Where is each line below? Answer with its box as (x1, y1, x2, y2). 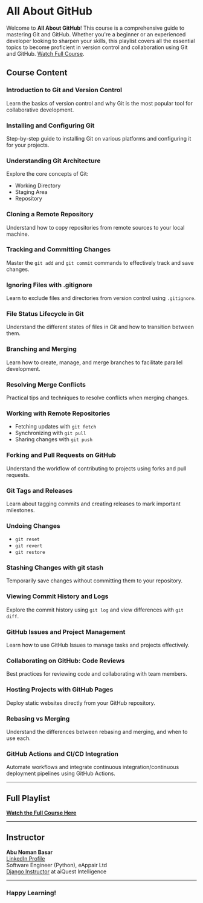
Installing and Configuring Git (6, 121, 95, 130)
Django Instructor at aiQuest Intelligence (6, 868, 107, 875)
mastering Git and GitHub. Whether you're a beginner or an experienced (6, 30, 186, 38)
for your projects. (6, 141, 50, 148)
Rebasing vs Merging (6, 714, 70, 722)
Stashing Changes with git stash (6, 564, 104, 572)
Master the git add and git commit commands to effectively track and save (6, 259, 195, 266)
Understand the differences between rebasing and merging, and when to (6, 728, 188, 735)
